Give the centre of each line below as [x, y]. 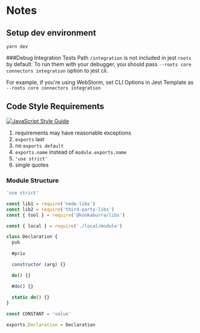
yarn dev [17, 46]
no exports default [39, 145]
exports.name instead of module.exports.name [71, 152]
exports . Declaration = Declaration [51, 325]
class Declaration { [32, 237]
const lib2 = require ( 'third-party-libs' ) [60, 209]
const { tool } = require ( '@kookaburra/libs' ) [66, 215]
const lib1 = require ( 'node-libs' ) [51, 204]
